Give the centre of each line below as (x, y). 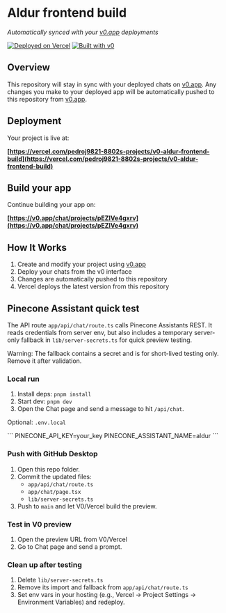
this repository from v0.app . (47, 99)
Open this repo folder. (48, 469)
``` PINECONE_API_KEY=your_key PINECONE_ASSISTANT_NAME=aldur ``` (113, 436)
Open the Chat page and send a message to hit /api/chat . (100, 409)
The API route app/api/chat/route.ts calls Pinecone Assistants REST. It (110, 325)
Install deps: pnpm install (54, 394)
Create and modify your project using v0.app (81, 264)
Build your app (39, 188)
